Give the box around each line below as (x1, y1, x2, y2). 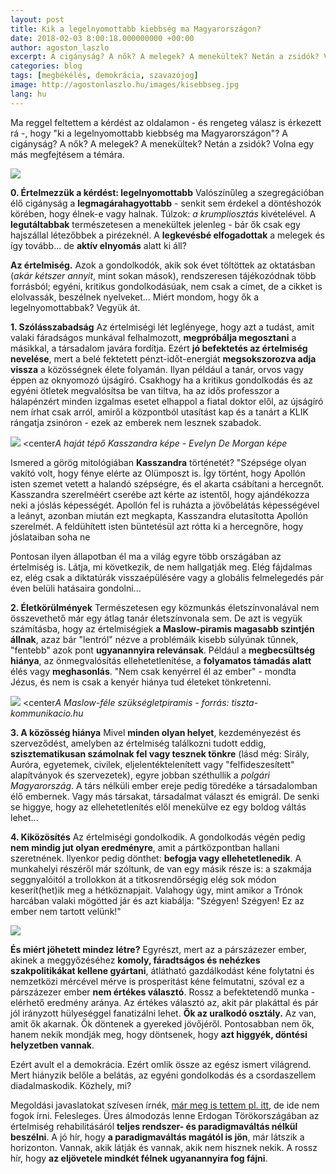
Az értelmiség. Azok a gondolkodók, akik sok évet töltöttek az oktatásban (10, 259, 316, 271)
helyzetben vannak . (10, 1039, 95, 1051)
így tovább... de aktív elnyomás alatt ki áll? (10, 239, 187, 251)
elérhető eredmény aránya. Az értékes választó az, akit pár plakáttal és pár (10, 996, 319, 1008)
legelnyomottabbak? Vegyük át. (10, 301, 141, 313)
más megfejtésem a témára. (10, 148, 125, 160)
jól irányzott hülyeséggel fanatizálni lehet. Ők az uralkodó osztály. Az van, (10, 1007, 317, 1019)
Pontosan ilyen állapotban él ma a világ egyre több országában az (10, 550, 282, 562)
